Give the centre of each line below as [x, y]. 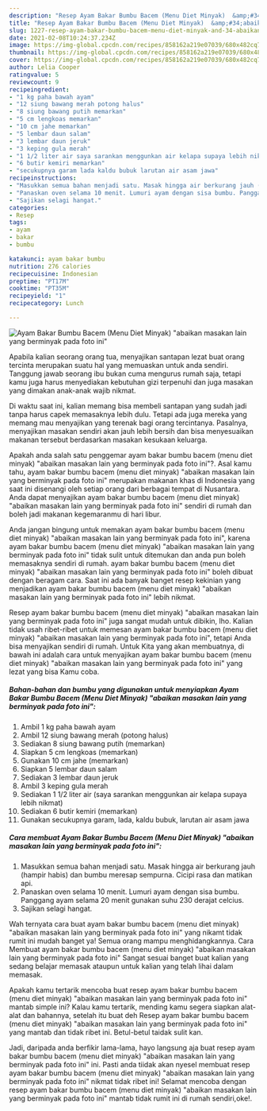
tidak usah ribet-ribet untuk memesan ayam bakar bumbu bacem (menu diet [133, 629]
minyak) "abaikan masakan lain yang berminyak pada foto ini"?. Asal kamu [130, 463]
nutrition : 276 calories [50, 266]
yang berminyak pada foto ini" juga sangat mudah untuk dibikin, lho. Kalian [131, 621]
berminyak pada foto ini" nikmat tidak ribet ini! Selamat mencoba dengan [128, 1081]
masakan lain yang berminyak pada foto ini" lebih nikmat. [102, 597]
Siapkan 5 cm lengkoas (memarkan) [79, 752]
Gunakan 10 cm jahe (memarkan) [74, 761]
